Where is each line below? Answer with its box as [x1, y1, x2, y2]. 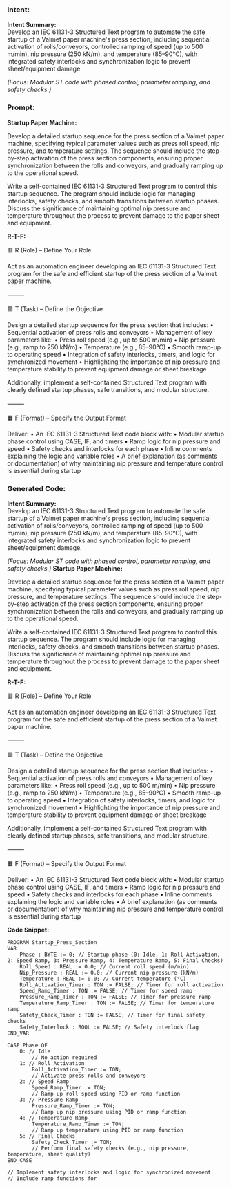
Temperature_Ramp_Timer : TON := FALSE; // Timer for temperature [19, 999, 214, 1006]
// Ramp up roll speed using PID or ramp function [32, 1090, 181, 1097]
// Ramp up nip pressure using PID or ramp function [32, 1108, 187, 1115]
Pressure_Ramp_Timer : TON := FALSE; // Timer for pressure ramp [19, 993, 212, 1000]
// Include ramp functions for [7, 1174, 97, 1182]
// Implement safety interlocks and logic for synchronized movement [7, 1169, 212, 1176]
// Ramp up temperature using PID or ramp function [32, 1126, 184, 1134]
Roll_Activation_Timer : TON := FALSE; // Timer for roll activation [19, 981, 224, 988]
